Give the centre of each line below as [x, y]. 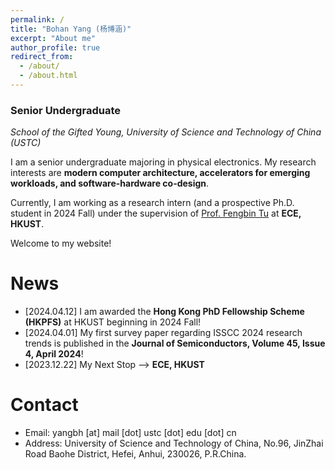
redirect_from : [42, 57]
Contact [44, 405]
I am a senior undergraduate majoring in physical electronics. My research [163, 162]
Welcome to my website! [61, 243]
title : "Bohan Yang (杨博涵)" [71, 29]
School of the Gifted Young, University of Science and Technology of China [166, 132]
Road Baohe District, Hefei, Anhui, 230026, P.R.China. [135, 454]
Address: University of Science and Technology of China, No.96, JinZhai [174, 443]
